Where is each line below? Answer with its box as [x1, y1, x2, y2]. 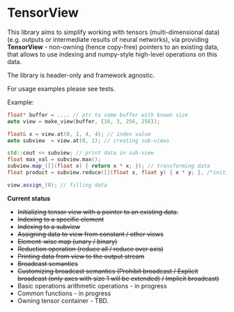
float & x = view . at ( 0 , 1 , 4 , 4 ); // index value [7, 130, 151, 137]
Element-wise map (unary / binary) [17, 237, 118, 245]
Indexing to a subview [17, 222, 81, 231]
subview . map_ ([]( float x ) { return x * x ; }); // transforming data [7, 162, 210, 170]
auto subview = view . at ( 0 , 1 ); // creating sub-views [7, 137, 170, 144]
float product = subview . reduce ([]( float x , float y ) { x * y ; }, [7, 169, 204, 176]
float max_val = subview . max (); [7, 156, 101, 163]
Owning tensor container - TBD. [17, 296, 109, 304]
